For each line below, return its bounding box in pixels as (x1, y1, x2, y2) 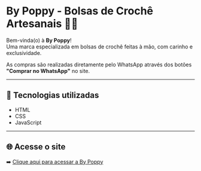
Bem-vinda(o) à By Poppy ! (6, 36, 72, 44)
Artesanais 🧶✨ (6, 17, 78, 30)
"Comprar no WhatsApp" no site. (6, 67, 90, 74)
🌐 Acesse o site (6, 142, 66, 152)
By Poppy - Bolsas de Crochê (6, 4, 154, 18)
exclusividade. (6, 49, 42, 56)
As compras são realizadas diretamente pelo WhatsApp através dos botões (6, 61, 192, 68)
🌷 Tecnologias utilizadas (6, 90, 99, 100)
